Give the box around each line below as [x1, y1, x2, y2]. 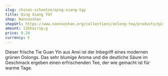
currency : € [5, 35, 30, 40]
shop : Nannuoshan [5, 16, 41, 21]
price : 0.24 [5, 30, 30, 35]
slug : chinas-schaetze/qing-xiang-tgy [5, 7, 86, 12]
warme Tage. [5, 64, 32, 70]
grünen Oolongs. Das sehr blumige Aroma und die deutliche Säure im [5, 54, 148, 60]
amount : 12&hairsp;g [5, 26, 48, 31]
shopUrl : [5, 21, 23, 26]
